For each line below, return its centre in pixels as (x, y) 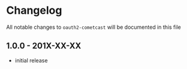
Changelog (34, 10)
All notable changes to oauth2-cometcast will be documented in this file (93, 27)
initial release (31, 60)
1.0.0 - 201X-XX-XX (44, 46)
